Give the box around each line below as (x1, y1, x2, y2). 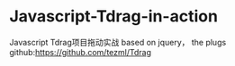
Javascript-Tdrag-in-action (9, 6, 219, 27)
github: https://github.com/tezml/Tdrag (9, 46, 151, 57)
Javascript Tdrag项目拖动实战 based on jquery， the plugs (9, 37, 227, 47)
